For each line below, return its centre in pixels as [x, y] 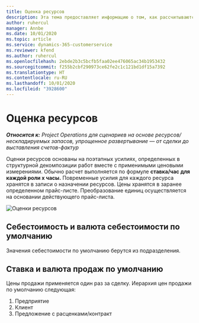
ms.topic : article [29, 39]
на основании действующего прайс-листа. [60, 197]
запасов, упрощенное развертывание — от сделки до [120, 141]
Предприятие [32, 301]
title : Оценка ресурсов [36, 12]
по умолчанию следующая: [41, 290]
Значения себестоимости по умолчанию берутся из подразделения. [93, 251]
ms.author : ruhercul [32, 56]
